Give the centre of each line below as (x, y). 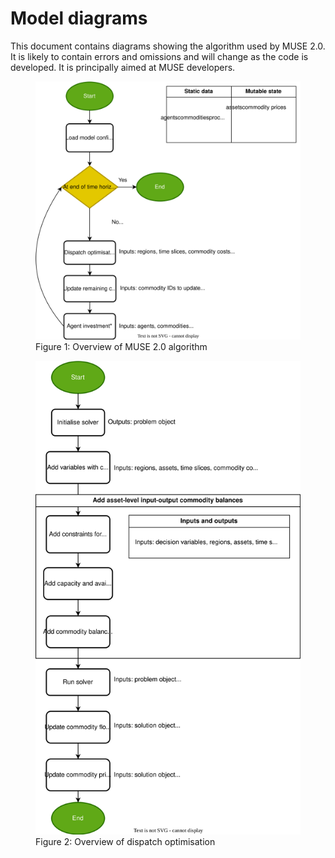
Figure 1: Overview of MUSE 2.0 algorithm (121, 347)
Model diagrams (79, 18)
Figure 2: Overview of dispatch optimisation (125, 841)
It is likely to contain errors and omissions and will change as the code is (159, 56)
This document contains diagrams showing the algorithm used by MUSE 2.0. (168, 46)
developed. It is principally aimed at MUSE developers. (123, 67)
